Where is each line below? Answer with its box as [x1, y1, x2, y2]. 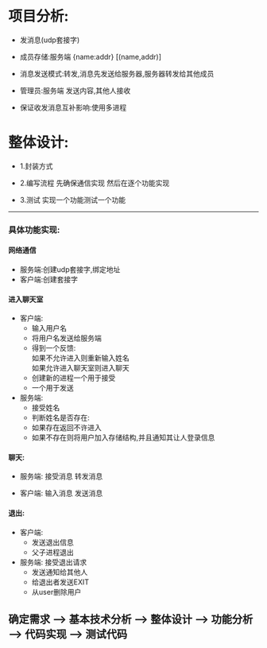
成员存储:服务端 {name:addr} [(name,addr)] [19, 52, 161, 61]
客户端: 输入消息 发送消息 [19, 488, 103, 498]
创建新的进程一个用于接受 [31, 373, 116, 382]
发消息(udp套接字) [19, 35, 80, 45]
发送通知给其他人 [31, 567, 88, 576]
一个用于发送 [31, 383, 74, 393]
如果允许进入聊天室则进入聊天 [31, 363, 130, 373]
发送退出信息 [31, 537, 74, 547]
